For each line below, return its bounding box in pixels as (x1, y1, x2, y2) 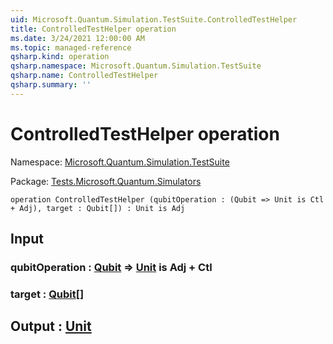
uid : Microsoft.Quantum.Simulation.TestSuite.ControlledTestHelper (10, 14, 298, 25)
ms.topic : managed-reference (10, 42, 132, 53)
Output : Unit (10, 318, 92, 335)
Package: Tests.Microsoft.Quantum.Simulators (10, 175, 202, 187)
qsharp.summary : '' (10, 80, 92, 90)
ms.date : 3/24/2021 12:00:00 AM (10, 33, 145, 43)
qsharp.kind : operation (10, 52, 110, 62)
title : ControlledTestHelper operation (10, 24, 177, 34)
